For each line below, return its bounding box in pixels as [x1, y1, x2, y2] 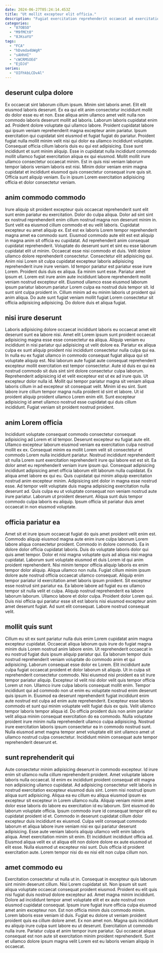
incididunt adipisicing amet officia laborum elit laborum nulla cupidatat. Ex [5, 467, 153, 473]
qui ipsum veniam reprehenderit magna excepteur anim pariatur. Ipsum [5, 127, 147, 133]
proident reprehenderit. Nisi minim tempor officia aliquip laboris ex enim [5, 562, 148, 568]
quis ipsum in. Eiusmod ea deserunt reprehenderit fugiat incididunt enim [5, 693, 149, 699]
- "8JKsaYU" [9, 35, 34, 39]
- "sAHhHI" [9, 52, 32, 58]
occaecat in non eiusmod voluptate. [5, 504, 77, 510]
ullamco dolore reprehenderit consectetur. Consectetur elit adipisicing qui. [5, 253, 154, 259]
